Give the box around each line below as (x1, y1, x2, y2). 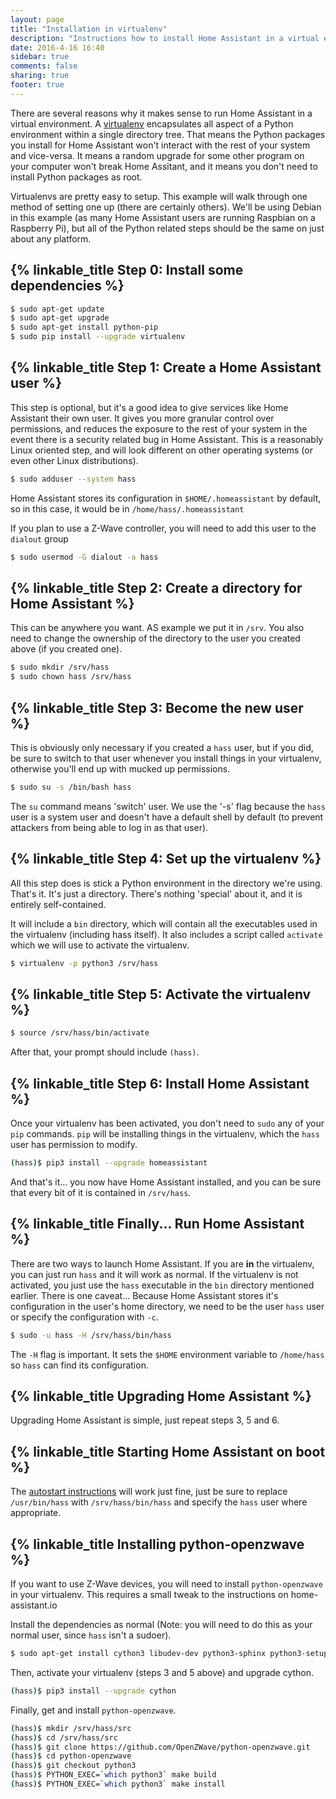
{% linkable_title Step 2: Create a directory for (10, 580, 303, 597)
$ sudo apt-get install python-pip (10, 322, 159, 333)
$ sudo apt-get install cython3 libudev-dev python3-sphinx (10, 1649, 267, 1659)
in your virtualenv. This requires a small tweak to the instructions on (10, 1589, 289, 1601)
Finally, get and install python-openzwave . (10, 1704, 177, 1716)
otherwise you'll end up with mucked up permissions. (10, 763, 231, 775)
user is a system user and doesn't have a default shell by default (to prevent (10, 811, 324, 823)
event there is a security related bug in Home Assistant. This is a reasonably (10, 433, 324, 445)
